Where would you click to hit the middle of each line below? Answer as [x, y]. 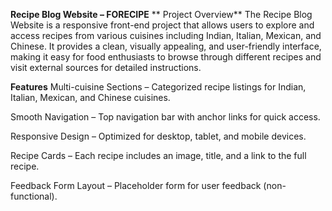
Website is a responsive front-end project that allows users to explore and [162, 25]
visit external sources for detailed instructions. [106, 67]
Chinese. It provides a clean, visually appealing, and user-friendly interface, [166, 46]
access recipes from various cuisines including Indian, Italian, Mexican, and [166, 35]
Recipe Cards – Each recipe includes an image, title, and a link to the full [158, 155]
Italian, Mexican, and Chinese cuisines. [90, 97]
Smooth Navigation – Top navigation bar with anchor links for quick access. [165, 117]
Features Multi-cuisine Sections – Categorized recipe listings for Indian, [158, 87]
